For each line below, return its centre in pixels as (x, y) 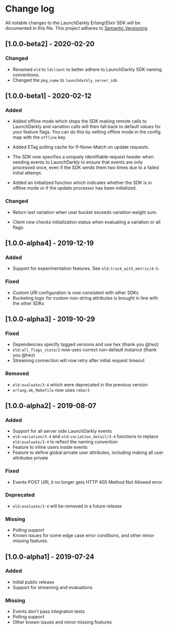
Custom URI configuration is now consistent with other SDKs (75, 293)
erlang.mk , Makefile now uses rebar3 (51, 390)
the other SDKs (28, 303)
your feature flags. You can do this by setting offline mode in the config (87, 132)
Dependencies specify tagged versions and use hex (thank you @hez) (86, 345)
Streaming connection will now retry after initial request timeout (78, 361)
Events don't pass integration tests (48, 611)
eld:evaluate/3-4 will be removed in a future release (67, 506)
